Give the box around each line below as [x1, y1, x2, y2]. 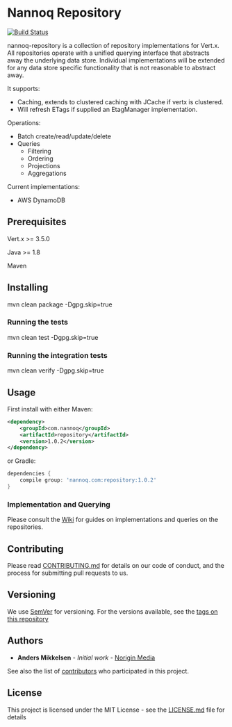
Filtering [27, 147, 52, 155]
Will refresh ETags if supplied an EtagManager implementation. [17, 105, 198, 113]
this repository [7, 614, 49, 623]
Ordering [27, 154, 53, 163]
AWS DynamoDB [17, 196, 66, 204]
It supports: [7, 84, 40, 92]
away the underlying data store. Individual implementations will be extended [7, 56, 225, 64]
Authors [7, 635, 44, 647]
